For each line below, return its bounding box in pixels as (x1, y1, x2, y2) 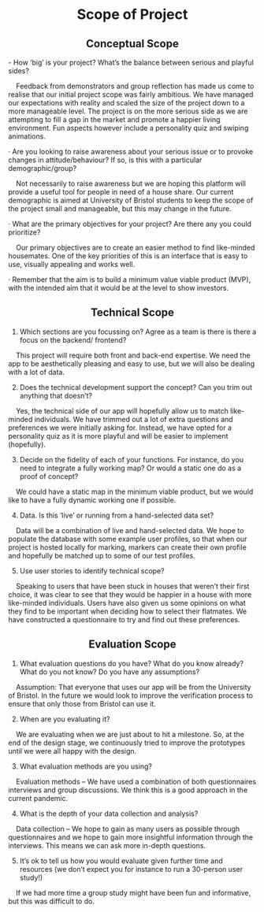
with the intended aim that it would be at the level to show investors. (8, 284, 229, 292)
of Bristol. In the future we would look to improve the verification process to (8, 691, 254, 700)
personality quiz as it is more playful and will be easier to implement (8, 431, 229, 440)
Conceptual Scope (86, 37, 179, 50)
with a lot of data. (8, 367, 65, 376)
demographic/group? (8, 164, 77, 172)
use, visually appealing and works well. (8, 260, 136, 269)
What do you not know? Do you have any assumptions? (19, 667, 200, 677)
